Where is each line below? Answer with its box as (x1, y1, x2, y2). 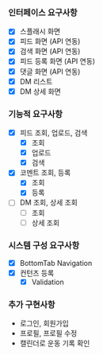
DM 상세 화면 (19, 86, 61, 96)
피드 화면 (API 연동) (19, 37, 81, 46)
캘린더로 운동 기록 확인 (19, 338, 90, 348)
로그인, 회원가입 (19, 318, 69, 328)
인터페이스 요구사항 (8, 6, 78, 18)
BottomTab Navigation (19, 258, 93, 267)
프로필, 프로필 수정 (19, 329, 78, 338)
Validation (31, 277, 65, 287)
